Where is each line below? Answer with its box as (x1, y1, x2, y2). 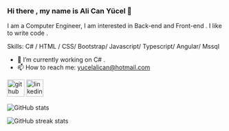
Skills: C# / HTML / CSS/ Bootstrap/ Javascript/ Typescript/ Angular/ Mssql (7, 43, 220, 51)
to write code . (7, 29, 48, 37)
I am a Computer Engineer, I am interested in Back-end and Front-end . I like (7, 22, 222, 30)
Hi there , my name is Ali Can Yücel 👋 (7, 6, 132, 16)
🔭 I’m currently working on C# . (17, 56, 105, 64)
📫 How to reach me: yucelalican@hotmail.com (17, 63, 151, 71)
